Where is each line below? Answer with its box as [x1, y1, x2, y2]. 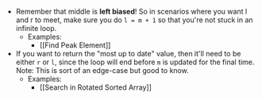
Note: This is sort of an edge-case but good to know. [15, 66, 189, 75]
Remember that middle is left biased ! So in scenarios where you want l [15, 7, 248, 16]
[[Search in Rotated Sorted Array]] [39, 83, 152, 92]
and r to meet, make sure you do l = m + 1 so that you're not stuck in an [15, 15, 253, 25]
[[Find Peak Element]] [39, 40, 111, 50]
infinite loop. [15, 24, 57, 33]
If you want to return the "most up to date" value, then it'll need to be [15, 49, 241, 58]
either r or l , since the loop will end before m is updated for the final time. [15, 57, 255, 67]
